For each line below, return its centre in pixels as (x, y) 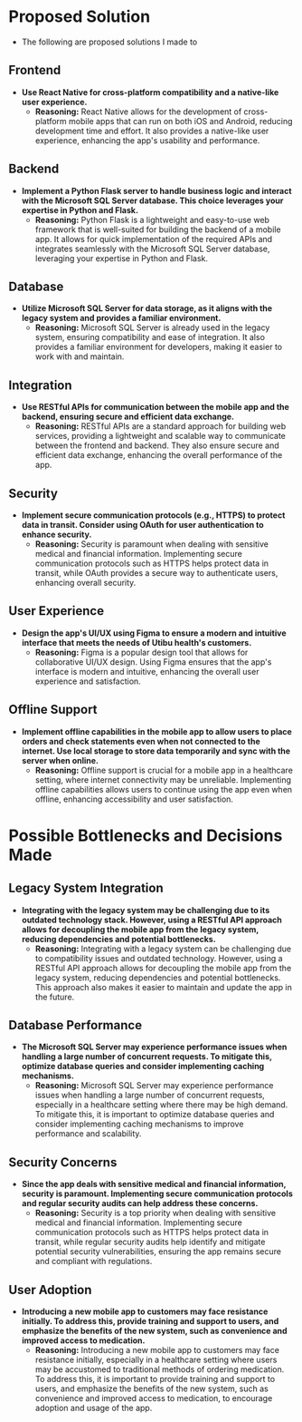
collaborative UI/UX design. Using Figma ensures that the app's (153, 662)
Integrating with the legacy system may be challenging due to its (146, 910)
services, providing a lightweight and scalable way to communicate (160, 436)
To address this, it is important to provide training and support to (155, 1379)
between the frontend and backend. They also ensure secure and (157, 445)
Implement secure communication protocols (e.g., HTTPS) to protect (153, 515)
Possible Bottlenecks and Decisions (146, 835)
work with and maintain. (80, 356)
